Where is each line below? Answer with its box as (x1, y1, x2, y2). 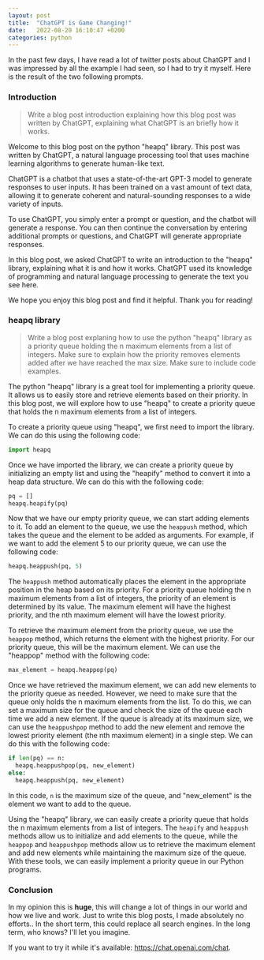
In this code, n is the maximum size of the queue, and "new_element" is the (8, 790, 252, 800)
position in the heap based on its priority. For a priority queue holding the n (8, 585, 251, 594)
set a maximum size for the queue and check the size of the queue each (8, 706, 243, 715)
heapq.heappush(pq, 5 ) (8, 562, 83, 571)
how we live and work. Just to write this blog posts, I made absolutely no (8, 911, 244, 921)
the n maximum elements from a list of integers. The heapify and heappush (8, 823, 249, 832)
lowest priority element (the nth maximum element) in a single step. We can (8, 731, 254, 741)
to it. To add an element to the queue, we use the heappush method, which (8, 522, 247, 531)
